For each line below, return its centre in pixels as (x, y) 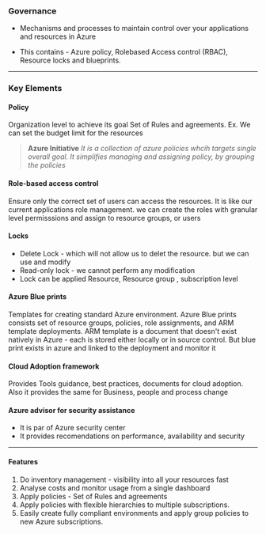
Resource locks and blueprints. (70, 60)
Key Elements (35, 89)
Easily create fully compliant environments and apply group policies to (134, 513)
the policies (46, 165)
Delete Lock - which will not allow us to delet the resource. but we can (134, 253)
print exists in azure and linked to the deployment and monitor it (112, 348)
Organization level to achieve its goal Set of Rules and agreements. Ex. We (129, 125)
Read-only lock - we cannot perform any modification (107, 270)
